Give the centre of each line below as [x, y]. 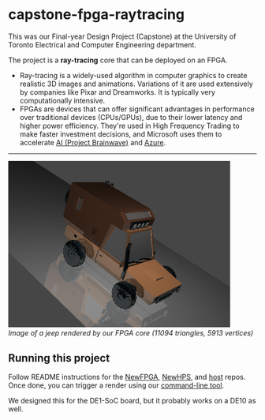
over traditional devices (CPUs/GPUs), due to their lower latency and [131, 117]
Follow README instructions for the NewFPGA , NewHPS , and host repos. [127, 377]
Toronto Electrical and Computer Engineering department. [103, 44]
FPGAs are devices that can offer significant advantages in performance [137, 109]
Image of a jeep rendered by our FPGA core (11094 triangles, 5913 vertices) [131, 333]
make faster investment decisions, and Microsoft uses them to [121, 134]
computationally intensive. [62, 100]
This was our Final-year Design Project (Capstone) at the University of [122, 36]
